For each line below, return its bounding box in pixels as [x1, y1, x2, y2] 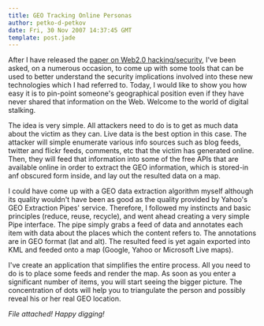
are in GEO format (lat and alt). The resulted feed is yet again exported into [8, 237, 251, 246]
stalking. [8, 106, 36, 115]
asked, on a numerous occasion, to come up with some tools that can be [8, 64, 244, 73]
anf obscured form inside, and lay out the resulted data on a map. [8, 171, 221, 181]
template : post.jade [8, 33, 76, 42]
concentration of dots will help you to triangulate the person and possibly [8, 286, 246, 295]
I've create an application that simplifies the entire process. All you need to [8, 260, 251, 270]
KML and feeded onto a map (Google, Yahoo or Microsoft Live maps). [8, 245, 234, 255]
